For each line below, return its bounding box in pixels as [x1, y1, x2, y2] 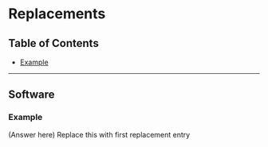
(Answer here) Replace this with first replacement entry [8, 130, 191, 139]
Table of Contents [8, 37, 100, 50]
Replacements [8, 5, 106, 23]
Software [8, 88, 55, 102]
